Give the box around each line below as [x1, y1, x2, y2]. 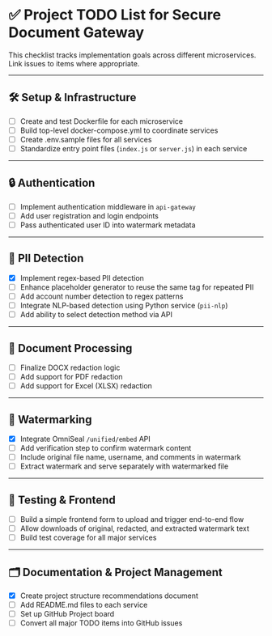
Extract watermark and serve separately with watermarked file [19, 461, 229, 471]
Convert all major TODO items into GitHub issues [19, 618, 183, 628]
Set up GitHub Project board [19, 609, 115, 619]
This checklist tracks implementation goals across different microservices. [8, 50, 257, 60]
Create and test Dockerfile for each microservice [19, 116, 184, 126]
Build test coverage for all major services [19, 532, 157, 543]
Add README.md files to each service [19, 600, 148, 610]
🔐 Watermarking [8, 413, 92, 426]
